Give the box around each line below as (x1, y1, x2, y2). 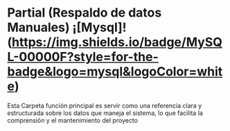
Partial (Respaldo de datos (7, 5, 162, 21)
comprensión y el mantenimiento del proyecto (7, 116, 139, 124)
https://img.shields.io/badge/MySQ (11, 35, 223, 50)
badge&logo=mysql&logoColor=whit (7, 64, 223, 80)
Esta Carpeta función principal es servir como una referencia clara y (7, 101, 202, 110)
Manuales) (7, 19, 70, 35)
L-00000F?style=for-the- (7, 49, 159, 65)
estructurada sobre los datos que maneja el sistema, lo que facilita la (7, 109, 203, 117)
